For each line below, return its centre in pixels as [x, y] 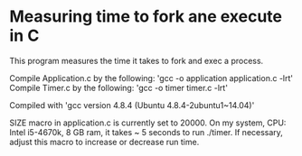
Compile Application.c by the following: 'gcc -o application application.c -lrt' [151, 78]
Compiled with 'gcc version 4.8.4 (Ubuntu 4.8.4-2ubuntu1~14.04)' [132, 105]
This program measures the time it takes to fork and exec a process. [137, 60]
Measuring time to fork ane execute [146, 17]
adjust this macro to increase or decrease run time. [104, 142]
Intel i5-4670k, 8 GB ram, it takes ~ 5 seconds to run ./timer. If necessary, [146, 132]
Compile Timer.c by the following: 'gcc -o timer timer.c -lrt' [119, 87]
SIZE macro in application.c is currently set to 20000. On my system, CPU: [148, 123]
